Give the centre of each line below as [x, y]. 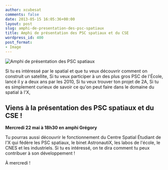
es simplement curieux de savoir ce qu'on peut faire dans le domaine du [80, 87]
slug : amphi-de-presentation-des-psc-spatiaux [55, 28]
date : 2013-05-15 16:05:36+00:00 [40, 19]
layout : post [19, 24]
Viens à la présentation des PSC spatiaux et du [80, 108]
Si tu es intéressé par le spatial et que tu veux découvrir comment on [76, 71]
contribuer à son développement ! [40, 153]
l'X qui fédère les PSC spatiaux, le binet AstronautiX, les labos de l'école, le [83, 142]
